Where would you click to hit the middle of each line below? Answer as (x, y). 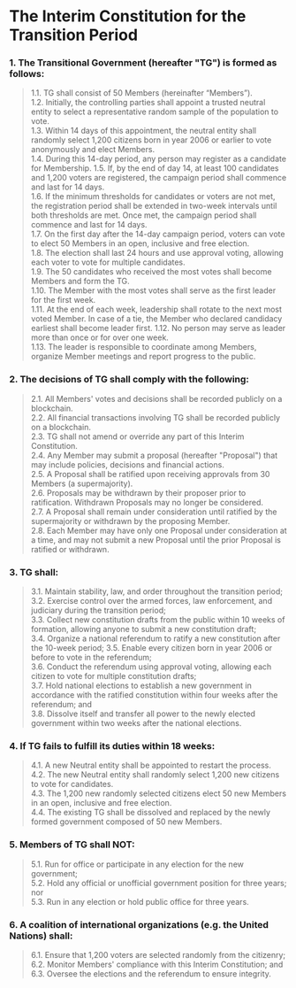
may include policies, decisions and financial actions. (128, 464)
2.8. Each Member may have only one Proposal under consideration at (159, 530)
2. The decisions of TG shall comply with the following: (129, 380)
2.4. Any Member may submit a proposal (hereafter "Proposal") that (154, 455)
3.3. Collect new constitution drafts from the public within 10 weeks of (158, 620)
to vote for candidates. (72, 784)
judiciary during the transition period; (98, 610)
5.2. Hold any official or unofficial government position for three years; (159, 883)
